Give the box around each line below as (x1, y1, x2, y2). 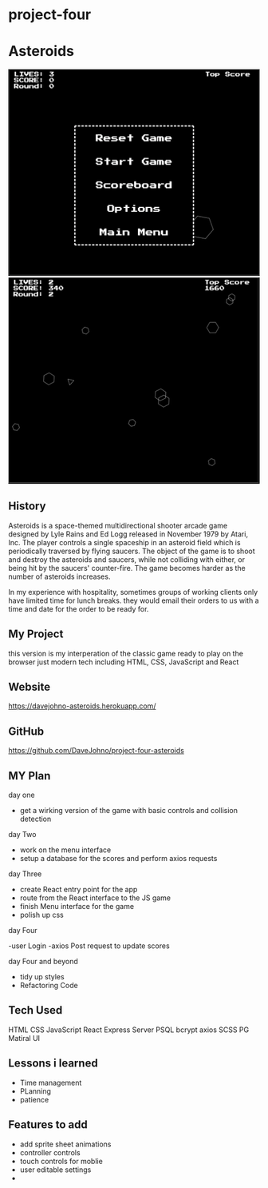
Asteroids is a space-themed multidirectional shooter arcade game (8, 520, 228, 530)
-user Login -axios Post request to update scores (8, 941, 170, 951)
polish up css (19, 910, 64, 920)
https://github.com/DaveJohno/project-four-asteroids (8, 746, 185, 755)
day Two (8, 830, 37, 839)
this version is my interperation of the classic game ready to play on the (8, 648, 243, 658)
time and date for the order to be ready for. (8, 604, 149, 613)
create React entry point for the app (19, 885, 138, 895)
